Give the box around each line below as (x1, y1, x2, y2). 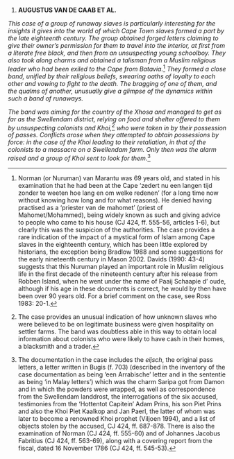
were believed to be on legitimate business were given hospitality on (17, 320, 215, 328)
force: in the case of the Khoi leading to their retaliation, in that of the (8, 138, 207, 146)
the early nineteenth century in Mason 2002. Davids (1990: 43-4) (17, 254, 206, 263)
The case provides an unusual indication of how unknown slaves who (17, 312, 217, 321)
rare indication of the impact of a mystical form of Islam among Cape (17, 232, 215, 241)
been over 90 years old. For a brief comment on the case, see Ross (17, 291, 211, 300)
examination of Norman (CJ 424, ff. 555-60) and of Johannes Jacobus (17, 429, 221, 438)
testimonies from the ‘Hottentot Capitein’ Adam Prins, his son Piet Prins (17, 399, 222, 408)
